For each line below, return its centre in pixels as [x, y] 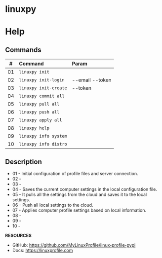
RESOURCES [19, 236]
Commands [23, 50]
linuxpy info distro [43, 144]
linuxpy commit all [42, 96]
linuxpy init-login [42, 80]
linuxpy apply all [40, 120]
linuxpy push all [39, 112]
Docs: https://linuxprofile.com [42, 250]
